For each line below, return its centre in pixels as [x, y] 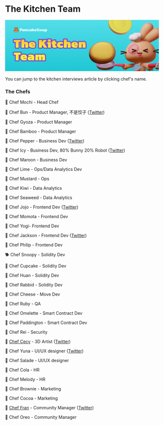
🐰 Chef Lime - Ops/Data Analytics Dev [43, 169]
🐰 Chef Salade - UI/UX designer [37, 361]
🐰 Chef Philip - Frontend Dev [34, 245]
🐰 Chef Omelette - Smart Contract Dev [44, 313]
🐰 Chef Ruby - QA [23, 304]
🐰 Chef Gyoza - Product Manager [39, 122]
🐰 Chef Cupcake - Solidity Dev [36, 266]
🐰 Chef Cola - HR [22, 370]
